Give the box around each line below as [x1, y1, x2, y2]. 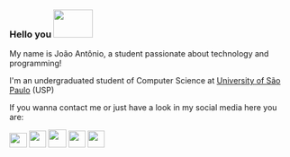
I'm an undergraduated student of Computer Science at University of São [9, 75, 281, 86]
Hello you [9, 28, 52, 40]
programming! [9, 58, 62, 69]
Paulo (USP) [9, 85, 55, 96]
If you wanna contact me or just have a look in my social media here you [9, 102, 277, 113]
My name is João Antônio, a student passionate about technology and [9, 48, 269, 59]
